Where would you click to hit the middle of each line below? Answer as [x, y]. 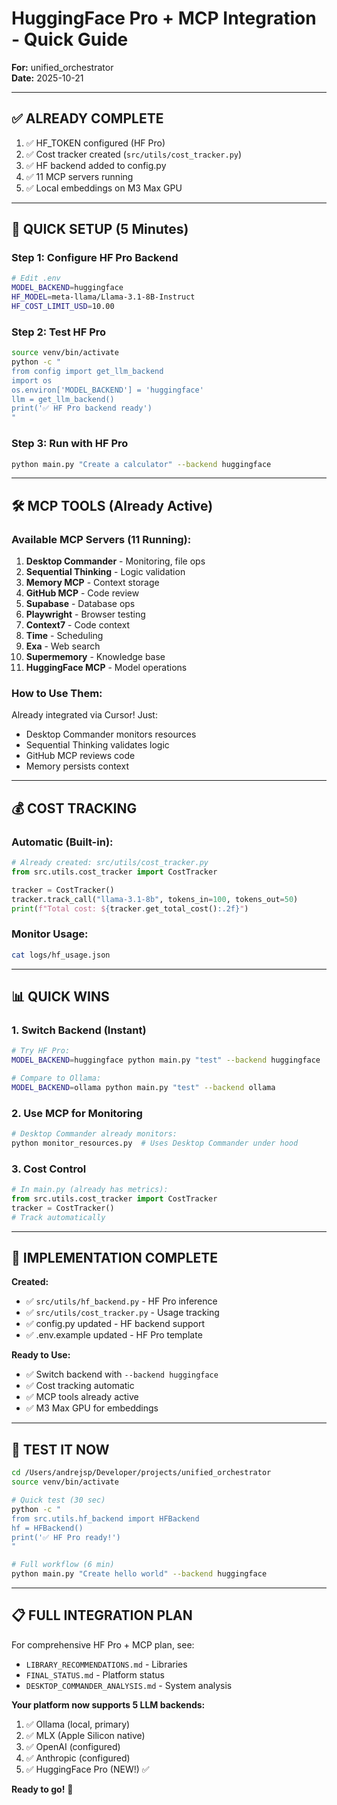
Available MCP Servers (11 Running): [101, 539]
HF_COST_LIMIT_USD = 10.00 [63, 307]
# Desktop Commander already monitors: [94, 1134]
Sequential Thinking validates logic [97, 745]
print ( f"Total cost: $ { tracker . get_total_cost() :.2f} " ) [130, 908]
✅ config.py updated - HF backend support [115, 1324]
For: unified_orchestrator [62, 67]
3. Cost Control [49, 1169]
